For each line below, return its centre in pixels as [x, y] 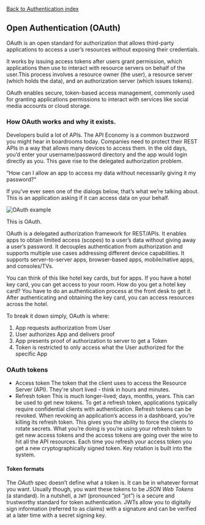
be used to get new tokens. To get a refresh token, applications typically [106, 403]
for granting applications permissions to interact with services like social [97, 99]
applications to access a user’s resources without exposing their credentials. [103, 49]
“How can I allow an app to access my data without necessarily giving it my [101, 173]
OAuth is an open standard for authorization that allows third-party [90, 43]
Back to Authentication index [43, 9]
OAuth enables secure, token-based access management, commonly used [100, 93]
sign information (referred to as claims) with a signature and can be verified [102, 508]
